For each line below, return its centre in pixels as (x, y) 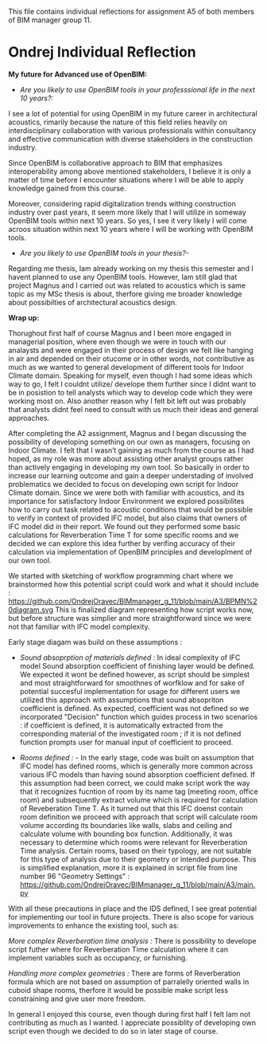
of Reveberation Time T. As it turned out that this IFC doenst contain (132, 808)
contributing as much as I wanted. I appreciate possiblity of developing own (132, 1022)
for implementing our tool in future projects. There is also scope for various (131, 916)
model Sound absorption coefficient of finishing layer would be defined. (137, 665)
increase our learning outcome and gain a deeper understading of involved (131, 475)
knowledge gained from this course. (68, 188)
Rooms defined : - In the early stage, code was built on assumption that (137, 757)
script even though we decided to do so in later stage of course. (113, 1030)
